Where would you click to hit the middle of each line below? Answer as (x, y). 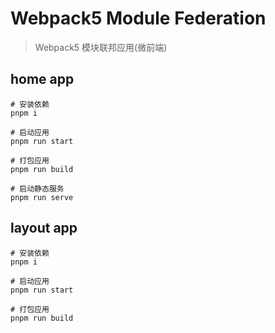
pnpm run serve (42, 197)
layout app (44, 228)
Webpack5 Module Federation (138, 18)
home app (42, 79)
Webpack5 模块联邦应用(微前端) (101, 47)
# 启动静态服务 (37, 188)
